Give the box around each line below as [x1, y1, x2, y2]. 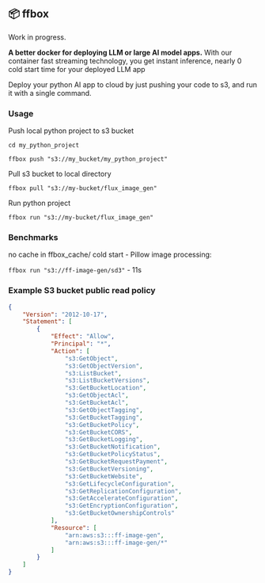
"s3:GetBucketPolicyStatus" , [64, 451, 161, 459]
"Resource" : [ [50, 524, 97, 532]
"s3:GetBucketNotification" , [64, 443, 161, 451]
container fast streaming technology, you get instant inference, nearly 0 [8, 55, 242, 66]
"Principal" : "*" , [50, 340, 112, 348]
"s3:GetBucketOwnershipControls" [64, 509, 176, 517]
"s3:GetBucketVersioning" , [64, 465, 154, 473]
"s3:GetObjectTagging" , [64, 406, 144, 414]
